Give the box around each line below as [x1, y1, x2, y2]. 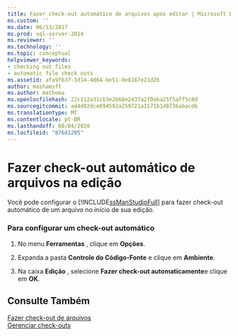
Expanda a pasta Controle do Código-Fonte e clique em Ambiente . [17, 253, 215, 262]
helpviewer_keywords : [7, 57, 72, 64]
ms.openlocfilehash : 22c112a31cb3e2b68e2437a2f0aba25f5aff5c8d [7, 96, 198, 103]
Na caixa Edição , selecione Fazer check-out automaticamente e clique [17, 267, 228, 275]
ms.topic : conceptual [7, 50, 72, 57]
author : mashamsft [7, 83, 62, 90]
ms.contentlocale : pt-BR [7, 116, 81, 123]
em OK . [17, 274, 40, 283]
